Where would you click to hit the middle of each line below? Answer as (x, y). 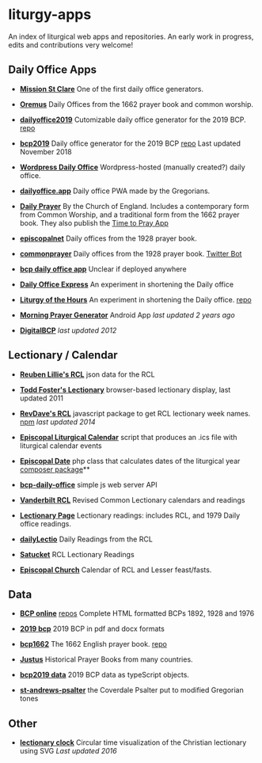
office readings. (45, 523)
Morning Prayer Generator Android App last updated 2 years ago (127, 315)
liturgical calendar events (61, 446)
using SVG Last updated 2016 (68, 751)
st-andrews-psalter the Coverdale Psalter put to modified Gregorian (131, 690)
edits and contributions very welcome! (71, 44)
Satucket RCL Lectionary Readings (77, 554)
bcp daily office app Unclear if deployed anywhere (103, 269)
